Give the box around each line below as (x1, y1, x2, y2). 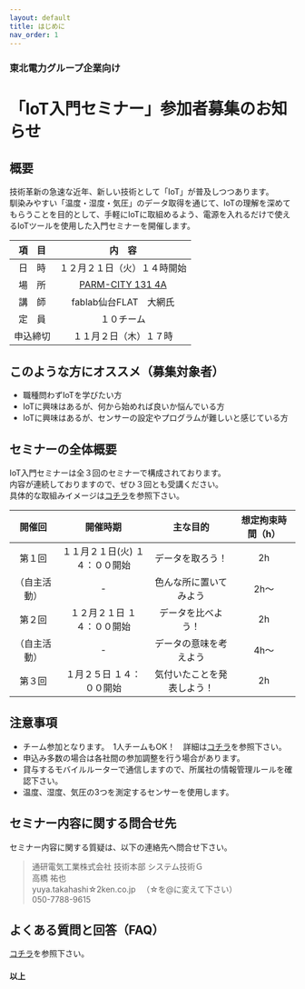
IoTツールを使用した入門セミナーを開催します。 (16, 220, 195, 232)
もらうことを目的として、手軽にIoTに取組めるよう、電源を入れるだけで (9, 209, 275, 220)
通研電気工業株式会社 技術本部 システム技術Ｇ (31, 861, 204, 872)
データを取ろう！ (154, 552, 229, 564)
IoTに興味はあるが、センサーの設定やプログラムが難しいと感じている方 (22, 413, 289, 424)
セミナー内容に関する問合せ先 (9, 815, 177, 832)
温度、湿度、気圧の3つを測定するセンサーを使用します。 (22, 786, 234, 797)
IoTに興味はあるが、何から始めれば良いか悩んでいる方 (22, 401, 225, 412)
